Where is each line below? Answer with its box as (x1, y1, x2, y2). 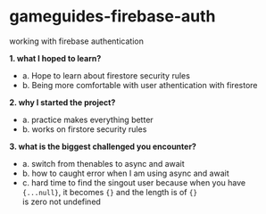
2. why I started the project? (9, 96, 116, 108)
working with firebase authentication (9, 36, 145, 46)
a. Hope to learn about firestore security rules (21, 70, 190, 81)
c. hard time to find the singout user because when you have (21, 177, 246, 188)
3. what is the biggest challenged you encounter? (9, 141, 196, 152)
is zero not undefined (21, 196, 101, 207)
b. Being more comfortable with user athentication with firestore (21, 79, 258, 90)
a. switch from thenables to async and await (21, 158, 185, 169)
